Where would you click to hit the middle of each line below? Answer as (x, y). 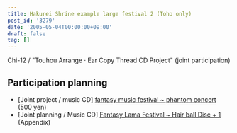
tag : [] (19, 40)
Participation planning (57, 82)
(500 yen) (32, 107)
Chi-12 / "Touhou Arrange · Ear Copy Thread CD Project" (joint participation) (119, 60)
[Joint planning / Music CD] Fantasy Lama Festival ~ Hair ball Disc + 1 (119, 115)
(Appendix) (34, 122)
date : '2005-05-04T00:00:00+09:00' (60, 27)
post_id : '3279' (31, 21)
